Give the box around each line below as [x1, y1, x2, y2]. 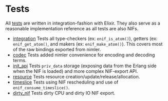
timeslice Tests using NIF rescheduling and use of [12, 79, 119, 85]
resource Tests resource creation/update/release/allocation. [12, 73, 140, 79]
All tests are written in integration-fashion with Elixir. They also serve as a [5, 20, 160, 26]
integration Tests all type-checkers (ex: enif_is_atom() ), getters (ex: [12, 35, 158, 42]
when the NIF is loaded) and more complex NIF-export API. [12, 68, 138, 74]
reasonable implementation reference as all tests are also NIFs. [5, 25, 139, 31]
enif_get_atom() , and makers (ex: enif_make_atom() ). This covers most [12, 41, 163, 47]
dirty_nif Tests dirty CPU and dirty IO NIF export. [12, 90, 116, 96]
